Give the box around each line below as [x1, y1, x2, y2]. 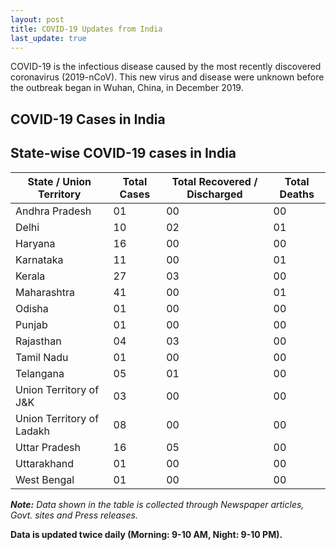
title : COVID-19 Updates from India [10, 24, 163, 34]
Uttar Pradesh [15, 440, 82, 454]
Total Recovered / [171, 174, 258, 188]
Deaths [279, 187, 315, 201]
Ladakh [15, 424, 51, 438]
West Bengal [15, 472, 75, 486]
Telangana [15, 366, 65, 380]
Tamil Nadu [15, 350, 69, 364]
